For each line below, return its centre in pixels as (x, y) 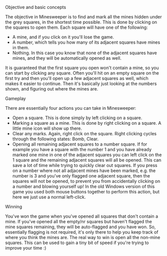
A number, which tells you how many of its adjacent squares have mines (86, 42)
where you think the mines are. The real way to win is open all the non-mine (83, 237)
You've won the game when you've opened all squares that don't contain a (82, 216)
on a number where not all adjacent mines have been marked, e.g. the (84, 171)
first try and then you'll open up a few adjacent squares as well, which (77, 78)
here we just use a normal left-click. (49, 197)
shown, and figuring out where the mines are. (52, 89)
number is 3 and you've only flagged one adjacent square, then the (81, 176)
